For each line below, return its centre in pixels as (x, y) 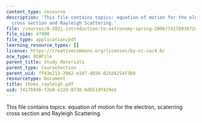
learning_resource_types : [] (43, 46)
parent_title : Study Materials (45, 62)
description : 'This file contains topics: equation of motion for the (96, 17)
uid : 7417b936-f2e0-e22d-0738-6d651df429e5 (62, 90)
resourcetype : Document (36, 79)
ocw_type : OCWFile (29, 56)
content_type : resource (36, 12)
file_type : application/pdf (41, 40)
